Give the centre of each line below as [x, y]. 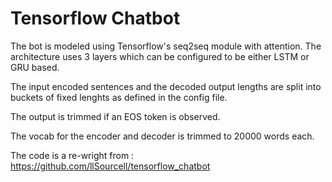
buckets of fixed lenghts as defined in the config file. [119, 97]
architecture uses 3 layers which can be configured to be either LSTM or [160, 56]
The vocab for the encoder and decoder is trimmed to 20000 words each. [162, 136]
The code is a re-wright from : [72, 155]
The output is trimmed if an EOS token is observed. [115, 116]
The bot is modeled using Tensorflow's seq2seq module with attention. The [166, 46]
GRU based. [35, 67]
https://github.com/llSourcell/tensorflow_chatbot [110, 166]
